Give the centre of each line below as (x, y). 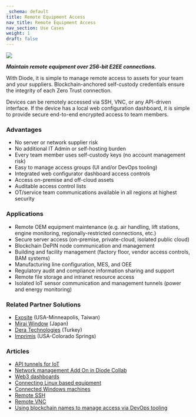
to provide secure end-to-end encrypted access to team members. (87, 114)
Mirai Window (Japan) (41, 323)
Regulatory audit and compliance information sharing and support (94, 271)
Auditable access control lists (50, 186)
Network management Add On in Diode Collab (71, 371)
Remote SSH (30, 395)
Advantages (24, 129)
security (25, 199)
